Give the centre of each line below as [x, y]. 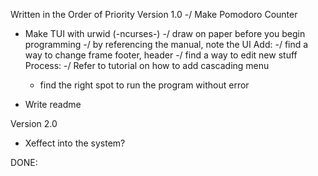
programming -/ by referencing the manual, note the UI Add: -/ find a [166, 44]
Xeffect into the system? [75, 143]
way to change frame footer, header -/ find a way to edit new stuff [161, 55]
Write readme [53, 104]
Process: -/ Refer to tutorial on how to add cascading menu [147, 65]
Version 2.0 [34, 123]
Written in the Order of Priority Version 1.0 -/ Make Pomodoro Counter [154, 14]
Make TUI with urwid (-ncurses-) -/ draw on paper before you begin [165, 33]
